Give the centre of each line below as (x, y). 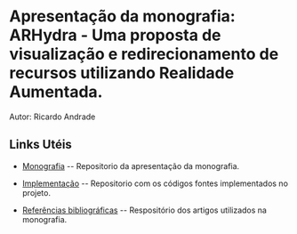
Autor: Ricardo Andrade (52, 117)
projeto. (36, 192)
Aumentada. (56, 92)
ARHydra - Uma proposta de (115, 35)
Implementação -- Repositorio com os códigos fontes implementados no (155, 183)
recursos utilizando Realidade (122, 73)
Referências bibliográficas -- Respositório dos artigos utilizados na (144, 210)
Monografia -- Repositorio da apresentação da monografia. (131, 165)
